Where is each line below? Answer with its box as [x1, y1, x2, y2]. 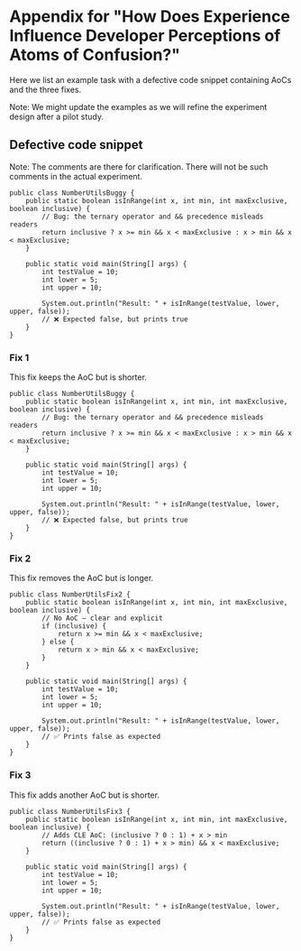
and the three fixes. [9, 84, 82, 95]
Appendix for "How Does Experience [9, 6, 291, 27]
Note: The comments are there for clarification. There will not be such [9, 161, 269, 172]
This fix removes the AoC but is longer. [9, 573, 154, 584]
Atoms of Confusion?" [9, 45, 180, 65]
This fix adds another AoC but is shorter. [9, 789, 160, 800]
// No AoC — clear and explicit [41, 614, 164, 623]
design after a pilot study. [9, 111, 104, 122]
